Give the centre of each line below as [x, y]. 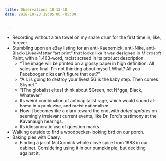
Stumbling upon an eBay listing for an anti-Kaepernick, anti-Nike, [79, 48]
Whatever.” [31, 95]
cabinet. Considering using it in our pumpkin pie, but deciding [83, 148]
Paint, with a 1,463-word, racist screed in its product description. [78, 58]
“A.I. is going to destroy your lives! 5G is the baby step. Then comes [89, 79]
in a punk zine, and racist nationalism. [71, 106]
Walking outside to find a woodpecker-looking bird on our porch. [78, 132]
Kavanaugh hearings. [41, 121]
